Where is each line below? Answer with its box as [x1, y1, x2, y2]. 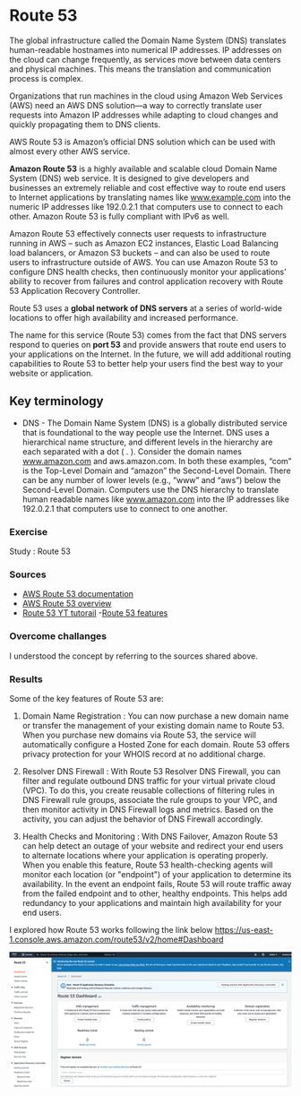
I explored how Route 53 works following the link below [9, 924, 213, 935]
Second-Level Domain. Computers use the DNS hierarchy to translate [21, 484, 279, 495]
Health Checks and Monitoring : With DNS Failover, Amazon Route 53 [21, 831, 279, 841]
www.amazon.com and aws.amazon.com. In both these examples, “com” [21, 455, 292, 466]
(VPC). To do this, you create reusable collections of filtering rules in [21, 785, 275, 796]
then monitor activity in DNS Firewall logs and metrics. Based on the [21, 804, 274, 815]
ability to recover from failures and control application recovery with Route [9, 275, 284, 287]
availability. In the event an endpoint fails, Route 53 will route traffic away [21, 878, 292, 889]
